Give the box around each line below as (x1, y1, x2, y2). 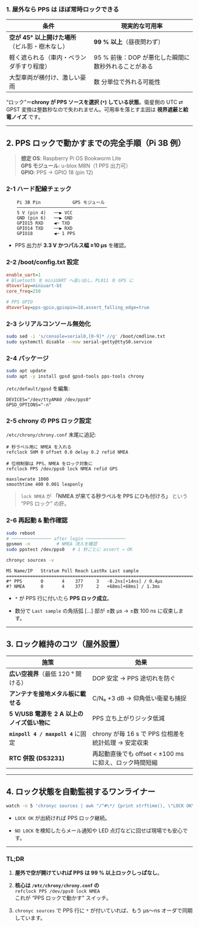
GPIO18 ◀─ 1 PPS (17, 231, 76, 237)
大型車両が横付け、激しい (9, 73, 81, 82)
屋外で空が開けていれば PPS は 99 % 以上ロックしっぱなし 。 (14, 869, 163, 876)
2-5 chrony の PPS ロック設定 (6, 416, 92, 424)
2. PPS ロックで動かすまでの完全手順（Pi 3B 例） (6, 138, 186, 148)
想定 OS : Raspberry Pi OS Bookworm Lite (20, 155, 121, 162)
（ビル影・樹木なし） (9, 43, 69, 51)
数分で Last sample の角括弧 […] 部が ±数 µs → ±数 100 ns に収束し (14, 607, 179, 614)
